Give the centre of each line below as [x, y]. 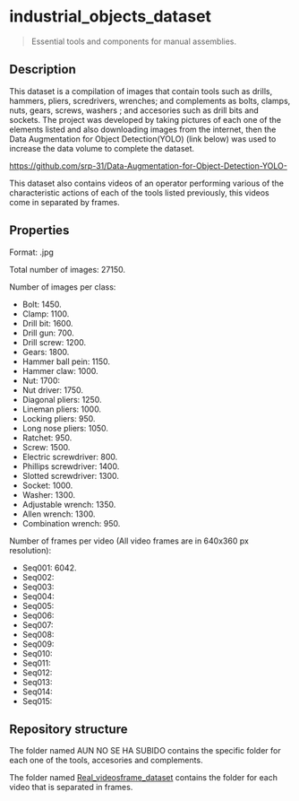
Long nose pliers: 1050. [65, 428]
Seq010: [37, 653]
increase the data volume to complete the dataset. [102, 148]
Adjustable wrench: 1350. [69, 504]
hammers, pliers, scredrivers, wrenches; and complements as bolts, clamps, [150, 100]
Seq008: [38, 634]
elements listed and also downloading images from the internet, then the [143, 129]
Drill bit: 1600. [47, 323]
